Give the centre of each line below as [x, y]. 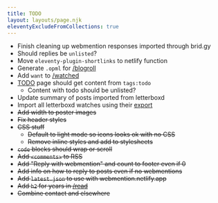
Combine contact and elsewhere [64, 193]
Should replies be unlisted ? [57, 53]
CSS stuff [31, 127]
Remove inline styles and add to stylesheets [90, 142]
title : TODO [24, 14]
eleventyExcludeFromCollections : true [63, 26]
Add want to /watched [48, 76]
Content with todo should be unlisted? [82, 90]
